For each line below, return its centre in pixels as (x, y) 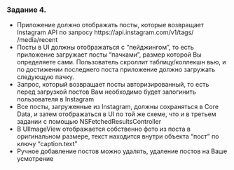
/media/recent (37, 40)
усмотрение (35, 159)
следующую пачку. (46, 77)
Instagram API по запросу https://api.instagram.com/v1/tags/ (105, 32)
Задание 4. (27, 10)
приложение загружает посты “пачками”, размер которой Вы (109, 55)
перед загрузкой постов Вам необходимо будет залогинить (106, 92)
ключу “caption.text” (47, 144)
